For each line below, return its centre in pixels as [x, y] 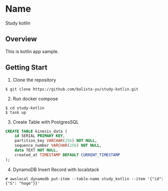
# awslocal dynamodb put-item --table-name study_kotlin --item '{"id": [85, 179]
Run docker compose [35, 99]
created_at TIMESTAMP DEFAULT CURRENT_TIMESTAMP [67, 155]
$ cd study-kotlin [25, 108]
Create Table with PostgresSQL [46, 122]
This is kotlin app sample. [32, 51]
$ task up [16, 112]
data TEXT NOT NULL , [36, 150]
